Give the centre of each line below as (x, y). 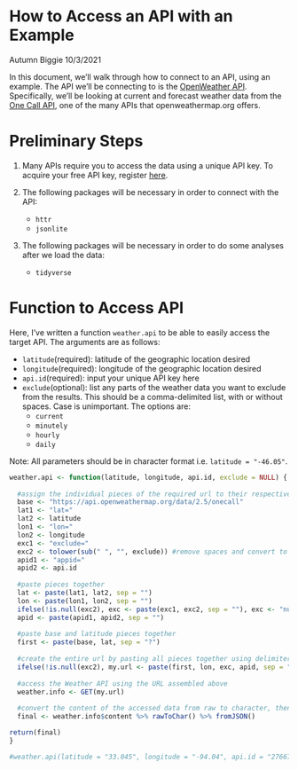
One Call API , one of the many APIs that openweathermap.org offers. (135, 105)
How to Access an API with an (121, 16)
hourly (47, 435)
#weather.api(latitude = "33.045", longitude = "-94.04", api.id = (137, 757)
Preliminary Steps (76, 141)
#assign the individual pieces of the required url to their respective (154, 494)
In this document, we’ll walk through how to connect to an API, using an (140, 76)
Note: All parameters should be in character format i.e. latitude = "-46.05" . (149, 461)
